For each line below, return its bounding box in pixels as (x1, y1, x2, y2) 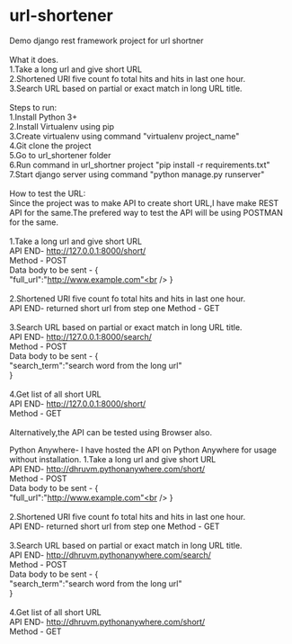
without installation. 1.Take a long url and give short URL (9, 453, 217, 464)
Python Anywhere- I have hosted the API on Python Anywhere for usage (9, 444, 277, 455)
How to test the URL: (9, 188, 86, 199)
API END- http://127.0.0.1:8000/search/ (9, 331, 153, 342)
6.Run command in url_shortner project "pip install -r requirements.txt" (9, 159, 271, 170)
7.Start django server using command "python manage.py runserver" (9, 168, 265, 180)
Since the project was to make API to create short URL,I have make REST (9, 197, 279, 208)
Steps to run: (9, 102, 58, 112)
